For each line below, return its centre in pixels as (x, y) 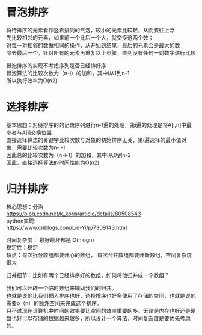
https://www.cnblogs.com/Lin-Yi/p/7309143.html (67, 227)
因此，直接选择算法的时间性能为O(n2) (53, 162)
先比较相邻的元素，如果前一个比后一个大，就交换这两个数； (80, 37)
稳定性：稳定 (22, 247)
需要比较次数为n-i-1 (41, 147)
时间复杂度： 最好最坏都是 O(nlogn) (50, 240)
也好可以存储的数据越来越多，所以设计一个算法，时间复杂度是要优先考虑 (101, 318)
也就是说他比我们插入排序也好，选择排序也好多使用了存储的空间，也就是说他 (101, 295)
